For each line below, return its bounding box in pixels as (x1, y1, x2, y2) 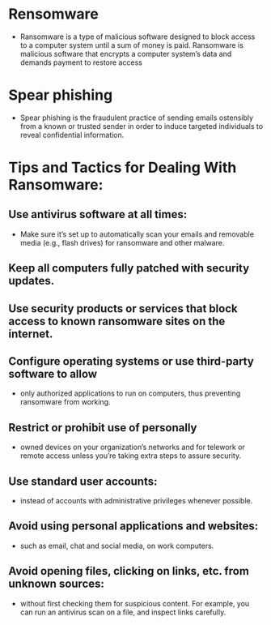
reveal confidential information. (19, 130, 125, 139)
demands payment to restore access (19, 58, 143, 67)
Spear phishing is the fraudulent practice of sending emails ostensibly (19, 113, 253, 122)
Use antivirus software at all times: (8, 208, 188, 221)
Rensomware (8, 5, 99, 24)
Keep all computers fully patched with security (8, 261, 250, 276)
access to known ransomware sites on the (8, 314, 226, 328)
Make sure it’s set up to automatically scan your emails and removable (19, 229, 255, 239)
